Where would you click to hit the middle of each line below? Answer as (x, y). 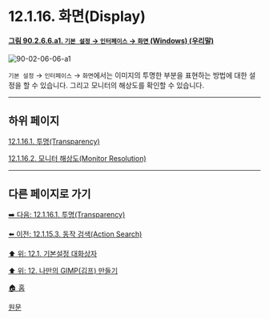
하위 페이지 (34, 121)
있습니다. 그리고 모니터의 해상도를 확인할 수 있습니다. (122, 86)
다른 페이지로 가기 (50, 194)
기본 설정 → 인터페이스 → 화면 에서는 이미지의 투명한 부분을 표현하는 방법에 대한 (128, 75)
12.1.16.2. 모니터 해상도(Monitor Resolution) (77, 159)
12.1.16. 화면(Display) (77, 16)
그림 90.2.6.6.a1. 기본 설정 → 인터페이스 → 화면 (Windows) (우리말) (111, 40)
